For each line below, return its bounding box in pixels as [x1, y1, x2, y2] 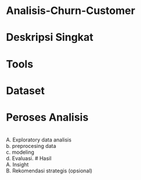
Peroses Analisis [6, 111, 89, 123]
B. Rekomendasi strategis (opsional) [6, 167, 93, 174]
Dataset [6, 84, 45, 97]
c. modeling [6, 149, 34, 156]
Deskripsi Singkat [6, 31, 94, 44]
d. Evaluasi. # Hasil [6, 154, 52, 161]
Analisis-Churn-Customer [6, 4, 136, 17]
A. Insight [6, 161, 29, 168]
